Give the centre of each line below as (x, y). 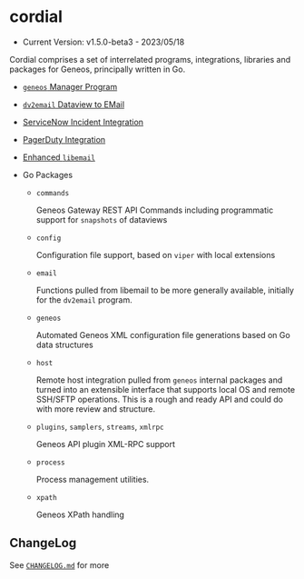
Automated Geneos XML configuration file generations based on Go (163, 334)
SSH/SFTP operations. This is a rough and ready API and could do (160, 399)
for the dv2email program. (84, 299)
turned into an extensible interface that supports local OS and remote (166, 389)
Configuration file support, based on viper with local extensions (156, 255)
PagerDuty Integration (64, 139)
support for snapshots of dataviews (102, 219)
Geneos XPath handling (80, 514)
